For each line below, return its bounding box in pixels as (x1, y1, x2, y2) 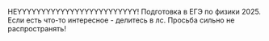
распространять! (7, 24, 66, 33)
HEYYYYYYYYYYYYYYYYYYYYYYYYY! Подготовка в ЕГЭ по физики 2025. (7, 7, 262, 16)
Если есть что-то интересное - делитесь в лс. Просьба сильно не (7, 15, 235, 25)
